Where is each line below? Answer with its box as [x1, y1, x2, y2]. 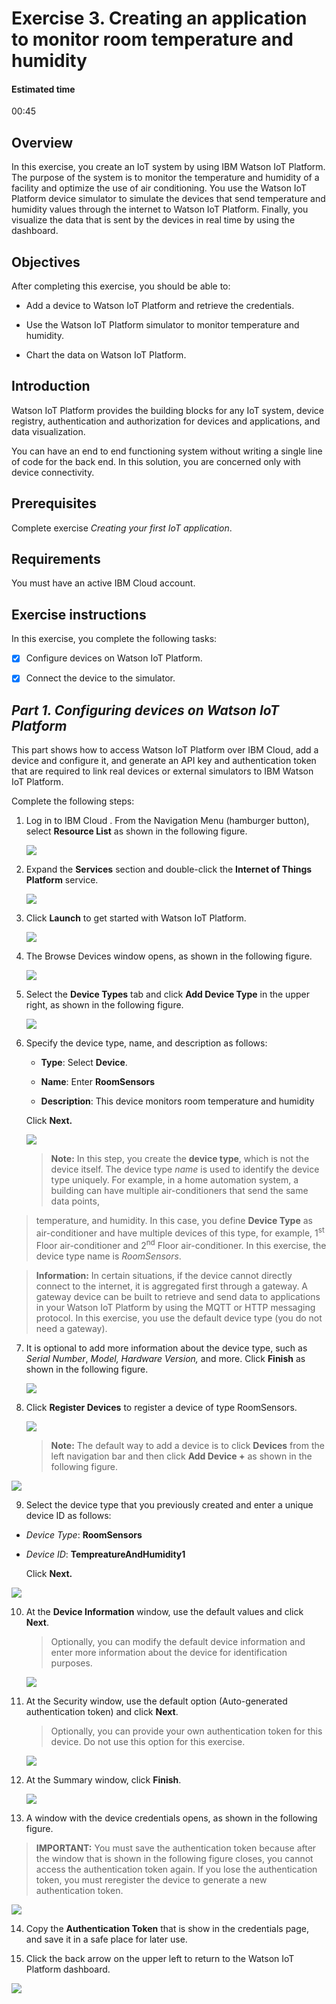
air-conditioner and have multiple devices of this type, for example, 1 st [35, 1225, 325, 1239]
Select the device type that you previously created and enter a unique [25, 1498, 314, 1511]
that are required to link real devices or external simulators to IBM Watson [11, 765, 314, 777]
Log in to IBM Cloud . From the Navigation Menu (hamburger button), [25, 815, 310, 827]
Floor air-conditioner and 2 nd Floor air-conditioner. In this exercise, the [35, 1237, 327, 1251]
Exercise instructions [11, 606, 147, 623]
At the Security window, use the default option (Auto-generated [25, 1695, 288, 1707]
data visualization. [11, 425, 86, 437]
